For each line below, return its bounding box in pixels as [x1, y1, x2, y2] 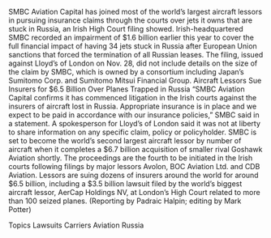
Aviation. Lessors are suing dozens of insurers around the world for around [8, 170, 259, 180]
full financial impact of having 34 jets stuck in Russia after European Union [8, 41, 257, 51]
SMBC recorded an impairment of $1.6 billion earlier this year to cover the [8, 32, 254, 42]
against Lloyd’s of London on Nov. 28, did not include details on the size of [8, 58, 258, 68]
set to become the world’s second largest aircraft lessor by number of [8, 136, 242, 145]
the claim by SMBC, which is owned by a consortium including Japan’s [8, 67, 245, 76]
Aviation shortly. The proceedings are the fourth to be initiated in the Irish [8, 153, 253, 163]
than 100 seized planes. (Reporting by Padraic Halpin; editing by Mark [8, 196, 242, 206]
